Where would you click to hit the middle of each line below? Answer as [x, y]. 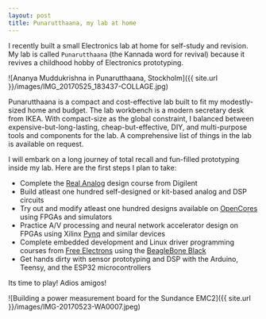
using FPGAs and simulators [66, 217]
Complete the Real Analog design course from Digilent [109, 183]
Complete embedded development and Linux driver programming [127, 242]
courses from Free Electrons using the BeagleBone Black [113, 250]
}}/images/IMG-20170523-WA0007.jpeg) [75, 306]
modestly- [237, 102]
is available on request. [46, 144]
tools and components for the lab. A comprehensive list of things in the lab [130, 135]
